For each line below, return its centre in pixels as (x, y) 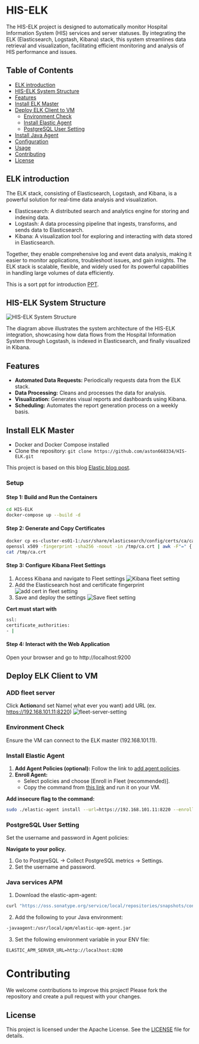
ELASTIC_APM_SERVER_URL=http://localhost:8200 (65, 950)
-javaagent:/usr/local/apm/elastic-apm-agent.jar (69, 928)
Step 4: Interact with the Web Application (58, 644)
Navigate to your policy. (36, 849)
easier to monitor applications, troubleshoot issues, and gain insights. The (96, 260)
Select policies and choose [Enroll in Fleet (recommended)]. (97, 781)
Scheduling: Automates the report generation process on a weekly (97, 406)
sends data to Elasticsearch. (49, 230)
